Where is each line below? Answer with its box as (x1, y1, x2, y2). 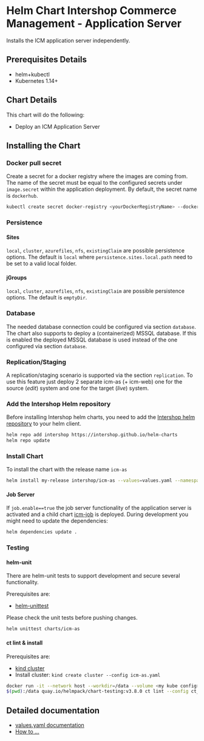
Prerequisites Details (6, 54, 87, 65)
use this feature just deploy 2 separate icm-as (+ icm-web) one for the (6, 378, 183, 385)
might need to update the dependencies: (6, 517, 108, 524)
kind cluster (15, 664, 45, 671)
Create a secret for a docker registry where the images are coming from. (6, 173, 188, 180)
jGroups (6, 274, 27, 281)
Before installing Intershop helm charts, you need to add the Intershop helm (6, 413, 195, 421)
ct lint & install (6, 639, 43, 646)
